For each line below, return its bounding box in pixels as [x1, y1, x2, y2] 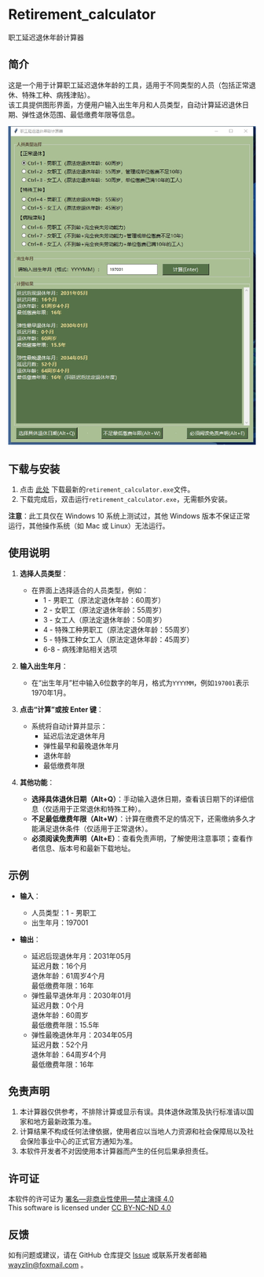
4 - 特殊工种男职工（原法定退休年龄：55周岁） [42, 625, 194, 634]
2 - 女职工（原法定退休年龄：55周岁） [42, 605, 167, 614]
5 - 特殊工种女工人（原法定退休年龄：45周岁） [42, 634, 194, 644]
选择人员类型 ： [19, 569, 68, 578]
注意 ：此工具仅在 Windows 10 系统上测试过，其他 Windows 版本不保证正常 [8, 510, 251, 521]
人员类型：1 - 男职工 [31, 908, 97, 917]
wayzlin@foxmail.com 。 [8, 1260, 88, 1270]
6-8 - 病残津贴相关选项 [42, 644, 118, 654]
